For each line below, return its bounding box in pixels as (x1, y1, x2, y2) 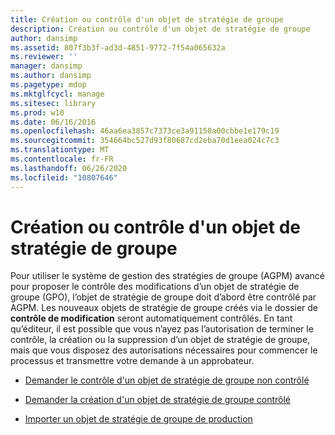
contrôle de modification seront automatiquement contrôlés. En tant (10, 312, 293, 325)
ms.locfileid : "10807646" (10, 172, 118, 183)
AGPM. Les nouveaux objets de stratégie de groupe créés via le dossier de (10, 302, 319, 314)
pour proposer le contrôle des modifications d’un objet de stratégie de (10, 281, 300, 293)
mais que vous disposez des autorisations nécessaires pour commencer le (10, 344, 318, 356)
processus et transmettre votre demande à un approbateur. (10, 355, 255, 367)
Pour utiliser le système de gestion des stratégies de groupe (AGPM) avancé (10, 270, 326, 282)
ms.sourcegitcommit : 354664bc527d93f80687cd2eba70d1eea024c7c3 (10, 136, 280, 146)
